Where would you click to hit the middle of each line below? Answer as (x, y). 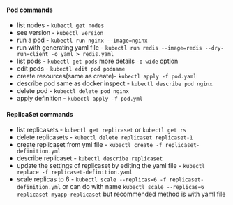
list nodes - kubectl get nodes (60, 25)
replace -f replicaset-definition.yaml (75, 172)
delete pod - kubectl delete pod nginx (73, 91)
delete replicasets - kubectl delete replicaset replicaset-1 (105, 137)
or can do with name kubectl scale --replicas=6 (133, 187)
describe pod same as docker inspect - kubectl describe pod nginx (115, 83)
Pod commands (30, 10)
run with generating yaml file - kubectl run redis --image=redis (109, 48)
